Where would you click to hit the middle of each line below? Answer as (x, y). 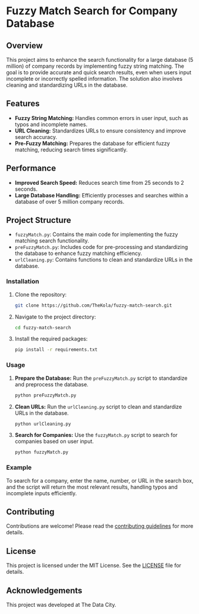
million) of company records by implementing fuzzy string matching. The (95, 66)
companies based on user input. (54, 442)
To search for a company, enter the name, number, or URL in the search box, (100, 480)
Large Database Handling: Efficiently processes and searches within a (101, 195)
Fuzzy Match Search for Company (92, 11)
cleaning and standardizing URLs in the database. (67, 85)
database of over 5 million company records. (70, 201)
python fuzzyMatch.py (41, 452)
